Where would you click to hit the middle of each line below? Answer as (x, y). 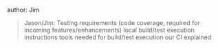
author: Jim (23, 10)
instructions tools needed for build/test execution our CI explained (118, 37)
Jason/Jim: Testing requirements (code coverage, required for (112, 23)
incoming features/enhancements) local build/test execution (109, 30)
